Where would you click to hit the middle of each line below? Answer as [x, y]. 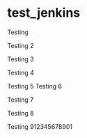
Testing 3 [21, 59]
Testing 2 [21, 45]
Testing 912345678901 [40, 126]
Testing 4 [21, 72]
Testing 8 [21, 113]
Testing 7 [21, 100]
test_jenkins [44, 13]
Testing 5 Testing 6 [35, 86]
